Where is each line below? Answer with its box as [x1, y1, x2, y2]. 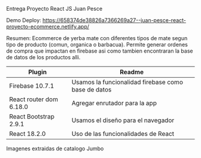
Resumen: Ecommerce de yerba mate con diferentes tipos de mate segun [6, 35, 188, 41]
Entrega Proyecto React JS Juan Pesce [6, 5, 103, 12]
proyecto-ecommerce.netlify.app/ [6, 23, 90, 30]
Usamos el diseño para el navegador [71, 116, 175, 124]
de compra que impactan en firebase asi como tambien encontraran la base [6, 47, 193, 54]
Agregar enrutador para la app [71, 99, 157, 107]
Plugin [28, 68, 47, 76]
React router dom [9, 95, 59, 104]
